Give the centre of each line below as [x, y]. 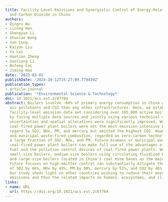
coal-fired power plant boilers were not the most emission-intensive [85, 126]
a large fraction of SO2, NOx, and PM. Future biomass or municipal [82, 140]
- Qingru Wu [17, 24]
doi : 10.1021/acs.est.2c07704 [37, 98]
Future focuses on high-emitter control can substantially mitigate [82, 163]
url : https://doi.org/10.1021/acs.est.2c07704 [59, 191]
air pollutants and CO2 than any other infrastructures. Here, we [80, 108]
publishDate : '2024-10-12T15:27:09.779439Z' [52, 80]
